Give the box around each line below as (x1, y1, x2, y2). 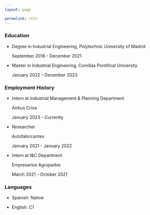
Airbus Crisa (11, 105, 37, 111)
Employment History (4, 84, 55, 91)
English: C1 (11, 204, 34, 210)
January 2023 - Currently (11, 114, 64, 120)
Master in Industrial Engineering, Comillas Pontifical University (11, 62, 138, 68)
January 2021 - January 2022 (11, 143, 72, 149)
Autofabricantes (11, 134, 45, 139)
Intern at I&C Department (11, 153, 62, 159)
